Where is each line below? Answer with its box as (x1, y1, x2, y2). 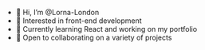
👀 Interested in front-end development (15, 16, 142, 25)
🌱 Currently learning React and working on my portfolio (15, 25, 198, 33)
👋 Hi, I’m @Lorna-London (15, 8, 100, 17)
